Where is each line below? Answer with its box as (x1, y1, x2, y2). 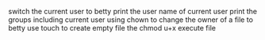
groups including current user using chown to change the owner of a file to (8, 15, 254, 24)
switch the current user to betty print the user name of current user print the (8, 7, 258, 16)
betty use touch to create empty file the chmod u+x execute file (8, 24, 217, 32)
